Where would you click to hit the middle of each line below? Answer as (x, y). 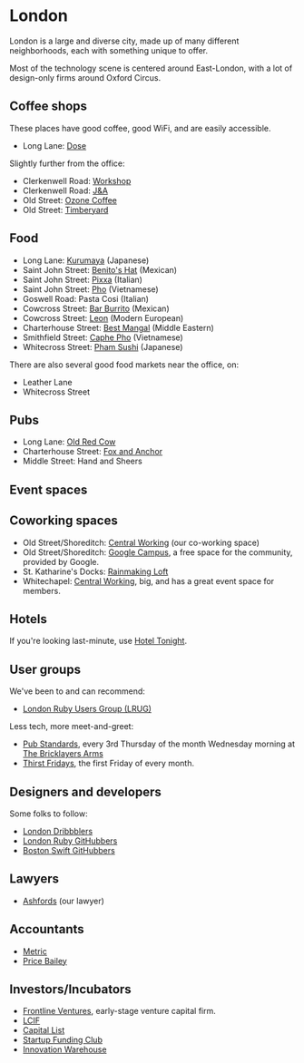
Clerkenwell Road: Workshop (77, 180)
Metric (34, 951)
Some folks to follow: (49, 814)
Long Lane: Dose (54, 145)
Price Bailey (45, 961)
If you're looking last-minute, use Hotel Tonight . (98, 641)
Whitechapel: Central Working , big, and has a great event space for (148, 580)
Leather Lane (47, 382)
